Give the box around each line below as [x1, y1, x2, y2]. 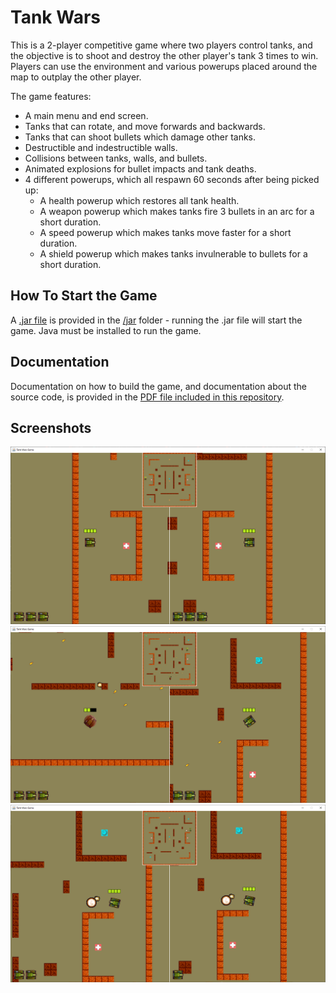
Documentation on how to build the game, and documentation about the [10, 380, 308, 392]
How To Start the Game [10, 287, 158, 305]
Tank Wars [10, 6, 101, 29]
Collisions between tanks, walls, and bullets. [24, 152, 208, 164]
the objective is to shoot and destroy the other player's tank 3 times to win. [10, 49, 319, 61]
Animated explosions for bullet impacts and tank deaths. [24, 162, 257, 175]
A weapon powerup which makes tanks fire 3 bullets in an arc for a [39, 205, 315, 217]
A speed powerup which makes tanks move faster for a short [39, 226, 292, 238]
